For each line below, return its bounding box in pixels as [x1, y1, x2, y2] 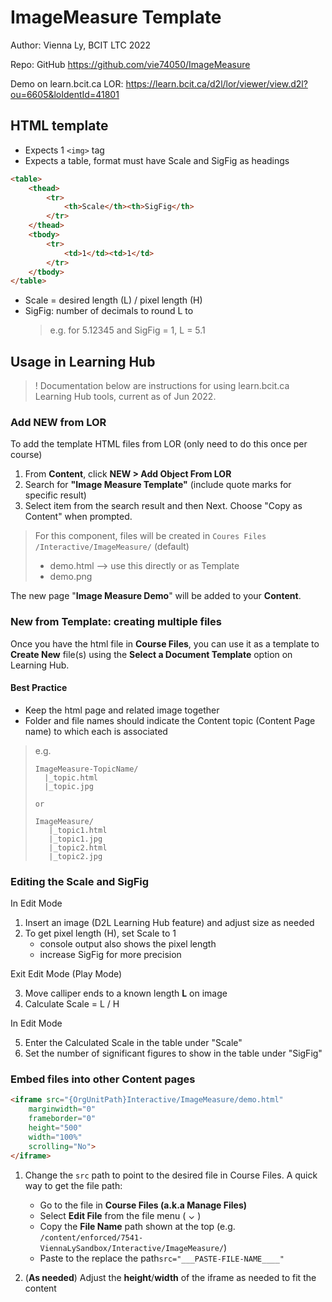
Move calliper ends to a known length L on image [24, 987, 228, 1000]
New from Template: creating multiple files [10, 615, 222, 629]
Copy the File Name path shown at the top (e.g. [39, 1220, 236, 1232]
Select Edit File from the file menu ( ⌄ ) [39, 1209, 202, 1221]
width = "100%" [28, 1132, 83, 1142]
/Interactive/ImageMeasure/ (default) [34, 541, 190, 553]
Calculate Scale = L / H [24, 998, 120, 1010]
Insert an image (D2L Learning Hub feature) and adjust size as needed [24, 917, 315, 929]
